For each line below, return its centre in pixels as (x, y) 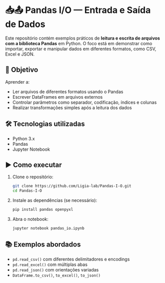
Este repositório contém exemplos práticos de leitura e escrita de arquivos (82, 38)
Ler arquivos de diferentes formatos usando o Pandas (68, 92)
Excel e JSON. (20, 54)
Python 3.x (23, 138)
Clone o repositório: (33, 177)
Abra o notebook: (30, 219)
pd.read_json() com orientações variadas (55, 269)
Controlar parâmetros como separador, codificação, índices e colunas (84, 102)
